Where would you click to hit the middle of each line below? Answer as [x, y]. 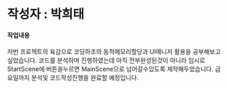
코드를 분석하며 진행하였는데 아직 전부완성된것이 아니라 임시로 [122, 60]
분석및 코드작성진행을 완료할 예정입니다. [85, 78]
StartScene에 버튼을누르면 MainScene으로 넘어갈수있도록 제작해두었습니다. [110, 69]
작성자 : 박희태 [46, 14]
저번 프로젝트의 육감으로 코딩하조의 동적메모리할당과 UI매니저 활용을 [99, 52]
